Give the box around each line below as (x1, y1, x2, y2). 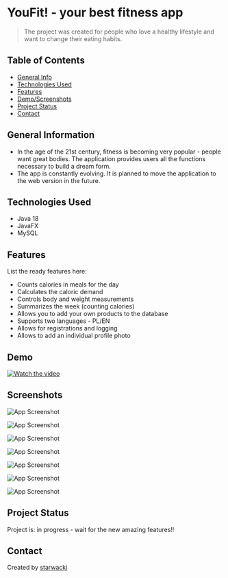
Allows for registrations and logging (16, 324, 118, 333)
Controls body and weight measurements (16, 295, 134, 303)
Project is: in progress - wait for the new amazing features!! (7, 525, 175, 533)
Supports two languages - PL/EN (16, 317, 110, 325)
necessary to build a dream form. (16, 162, 111, 170)
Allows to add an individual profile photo (16, 331, 131, 340)
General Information (7, 129, 95, 141)
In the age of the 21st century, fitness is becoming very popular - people (16, 147, 221, 156)
